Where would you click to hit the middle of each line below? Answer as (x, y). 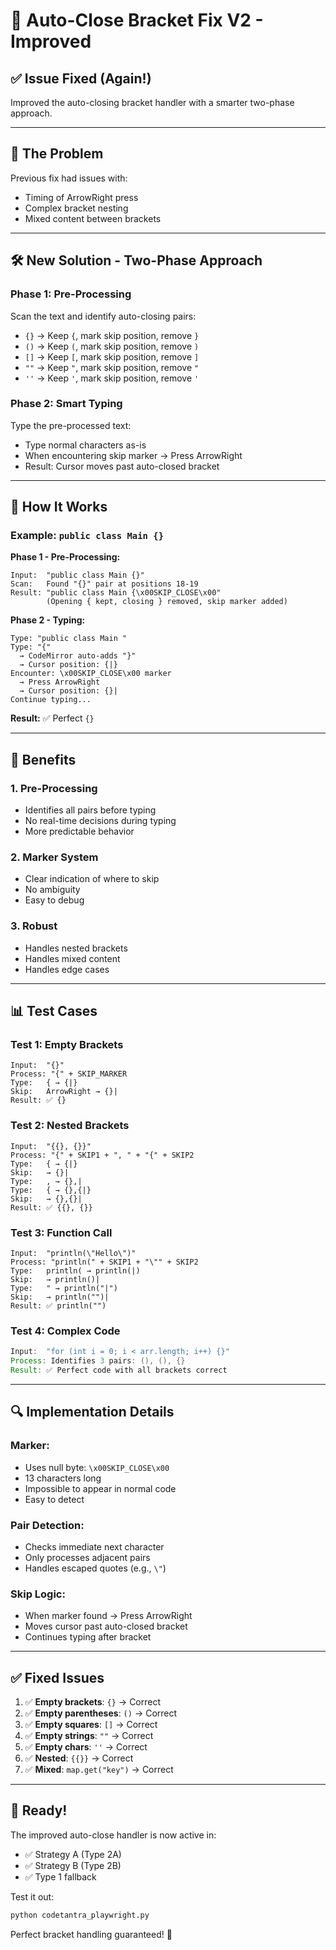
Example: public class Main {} (87, 536)
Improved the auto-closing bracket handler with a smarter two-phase (152, 102)
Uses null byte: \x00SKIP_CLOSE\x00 (97, 1467)
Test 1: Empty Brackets (67, 1045)
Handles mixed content (72, 958)
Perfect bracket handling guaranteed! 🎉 (91, 1934)
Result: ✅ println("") (58, 1306)
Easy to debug (54, 900)
